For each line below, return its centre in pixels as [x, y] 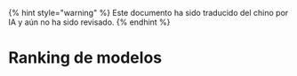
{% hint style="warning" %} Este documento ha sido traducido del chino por [148, 13]
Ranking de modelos [85, 58]
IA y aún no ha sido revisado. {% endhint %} [89, 22]
